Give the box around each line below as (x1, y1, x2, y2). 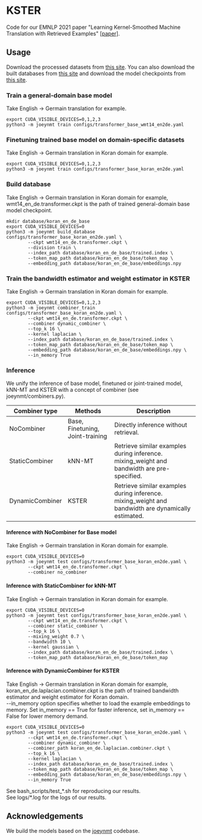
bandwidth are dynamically (114, 504, 191, 513)
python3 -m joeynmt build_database (6, 229, 96, 235)
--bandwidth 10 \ (28, 638, 71, 644)
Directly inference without (114, 421, 188, 429)
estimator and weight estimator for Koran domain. (6, 693, 129, 700)
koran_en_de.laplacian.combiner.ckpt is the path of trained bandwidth (6, 687, 179, 694)
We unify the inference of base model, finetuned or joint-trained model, (6, 380, 183, 387)
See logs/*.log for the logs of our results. (6, 794, 107, 801)
